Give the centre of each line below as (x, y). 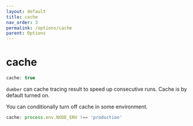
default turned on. (28, 95)
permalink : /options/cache (39, 28)
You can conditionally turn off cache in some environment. (77, 107)
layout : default (26, 11)
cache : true (21, 78)
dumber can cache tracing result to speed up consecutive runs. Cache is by (96, 89)
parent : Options (26, 33)
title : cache (22, 17)
